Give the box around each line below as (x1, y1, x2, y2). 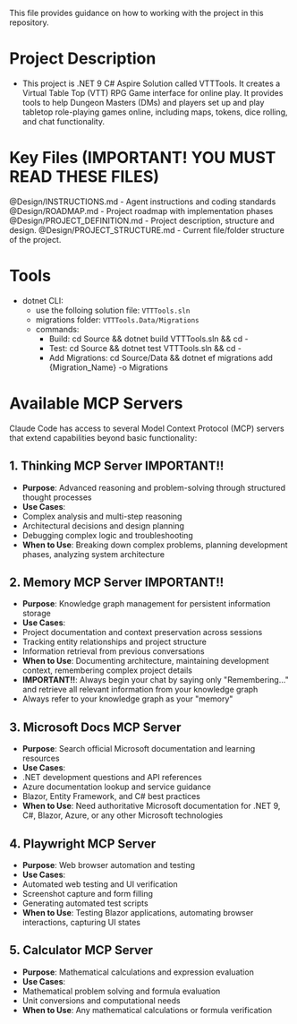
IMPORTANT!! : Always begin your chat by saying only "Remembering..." (21, 675, 289, 685)
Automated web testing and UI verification (21, 879, 178, 890)
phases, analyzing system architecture (21, 548, 165, 559)
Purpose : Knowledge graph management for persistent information (21, 598, 271, 609)
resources (21, 753, 60, 764)
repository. (9, 17, 49, 28)
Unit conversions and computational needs (21, 994, 181, 1006)
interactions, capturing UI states (21, 917, 141, 927)
